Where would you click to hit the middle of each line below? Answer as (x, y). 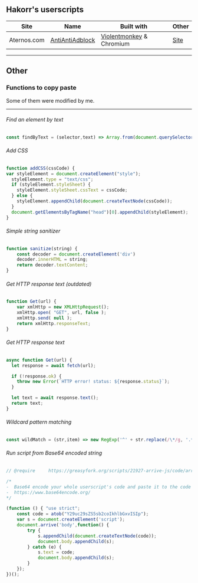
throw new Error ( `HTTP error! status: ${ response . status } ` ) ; (93, 382)
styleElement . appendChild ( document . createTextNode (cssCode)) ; (95, 201)
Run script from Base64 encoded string (54, 453)
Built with (134, 26)
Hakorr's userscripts (45, 10)
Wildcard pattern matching (39, 422)
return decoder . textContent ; (52, 265)
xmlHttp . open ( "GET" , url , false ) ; (62, 313)
